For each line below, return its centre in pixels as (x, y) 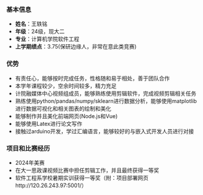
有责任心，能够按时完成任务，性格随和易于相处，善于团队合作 (92, 78)
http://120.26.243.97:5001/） (51, 185)
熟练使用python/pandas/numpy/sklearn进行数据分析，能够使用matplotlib (106, 101)
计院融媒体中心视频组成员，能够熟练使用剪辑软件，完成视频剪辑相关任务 (105, 93)
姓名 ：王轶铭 (31, 24)
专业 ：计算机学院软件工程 (47, 39)
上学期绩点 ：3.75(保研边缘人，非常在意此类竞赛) (76, 47)
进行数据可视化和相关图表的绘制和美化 (63, 108)
